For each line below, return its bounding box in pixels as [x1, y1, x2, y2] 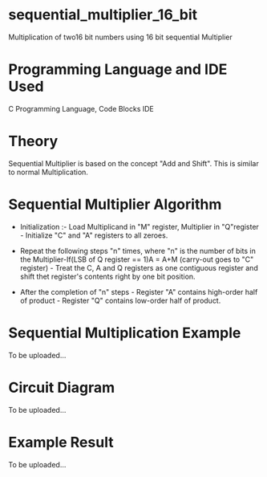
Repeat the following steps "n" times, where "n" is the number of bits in [19, 246, 257, 255]
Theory [8, 132, 59, 150]
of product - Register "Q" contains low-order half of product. [19, 296, 221, 305]
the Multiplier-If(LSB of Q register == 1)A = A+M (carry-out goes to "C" [19, 255, 254, 264]
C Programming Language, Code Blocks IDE [8, 104, 154, 113]
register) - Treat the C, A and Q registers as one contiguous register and [19, 263, 258, 272]
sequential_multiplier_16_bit [8, 6, 198, 24]
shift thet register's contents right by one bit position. [19, 271, 196, 281]
